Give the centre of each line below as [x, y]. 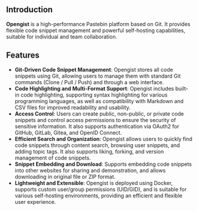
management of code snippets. [53, 158]
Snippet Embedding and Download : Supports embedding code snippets [103, 164]
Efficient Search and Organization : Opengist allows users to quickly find [103, 139]
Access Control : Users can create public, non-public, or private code [99, 114]
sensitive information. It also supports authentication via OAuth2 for [97, 126]
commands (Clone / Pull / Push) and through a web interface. [89, 82]
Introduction [30, 10]
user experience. [35, 202]
